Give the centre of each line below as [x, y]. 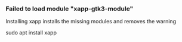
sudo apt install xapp [31, 33]
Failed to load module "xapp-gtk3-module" [70, 9]
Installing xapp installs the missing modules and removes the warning [91, 22]
